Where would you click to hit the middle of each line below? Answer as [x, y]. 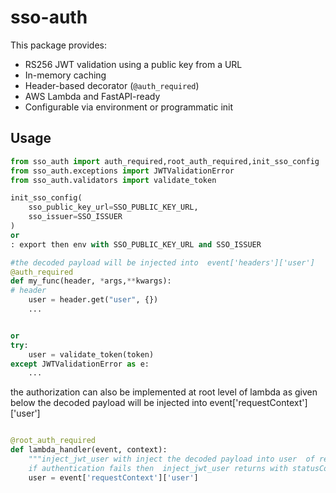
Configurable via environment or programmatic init [129, 107]
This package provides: [58, 45]
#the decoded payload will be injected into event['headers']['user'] [162, 262]
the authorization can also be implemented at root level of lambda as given [164, 392]
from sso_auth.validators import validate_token [113, 180]
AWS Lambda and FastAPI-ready [92, 96]
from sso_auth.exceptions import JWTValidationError [122, 171]
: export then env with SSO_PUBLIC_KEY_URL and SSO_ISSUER [136, 244]
